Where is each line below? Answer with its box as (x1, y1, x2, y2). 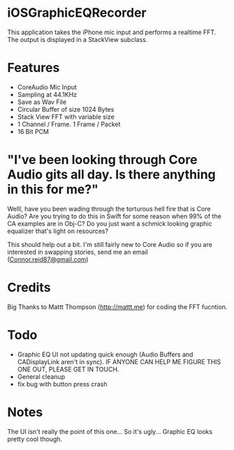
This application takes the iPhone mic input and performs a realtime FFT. (7, 28, 217, 36)
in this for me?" (7, 181, 99, 197)
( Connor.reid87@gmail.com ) (7, 255, 89, 263)
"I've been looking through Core (7, 152, 198, 168)
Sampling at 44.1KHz (17, 90, 78, 98)
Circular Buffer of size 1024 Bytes (17, 105, 115, 113)
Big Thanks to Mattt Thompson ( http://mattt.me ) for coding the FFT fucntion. (7, 302, 228, 311)
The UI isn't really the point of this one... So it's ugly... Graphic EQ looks (7, 427, 213, 435)
